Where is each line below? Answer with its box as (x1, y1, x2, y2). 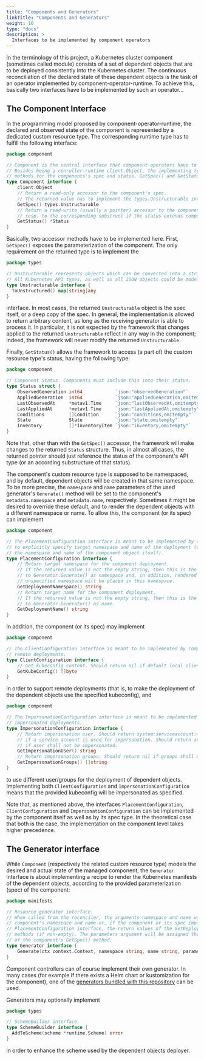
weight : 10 (6, 20, 34, 26)
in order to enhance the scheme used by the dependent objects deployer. (6, 1047, 190, 1054)
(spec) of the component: (6, 886, 70, 893)
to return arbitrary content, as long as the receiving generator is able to (6, 317, 184, 325)
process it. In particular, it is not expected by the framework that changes (6, 323, 189, 331)
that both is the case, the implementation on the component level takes (6, 820, 184, 827)
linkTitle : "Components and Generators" (6, 15, 110, 21)
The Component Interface (6, 104, 106, 114)
